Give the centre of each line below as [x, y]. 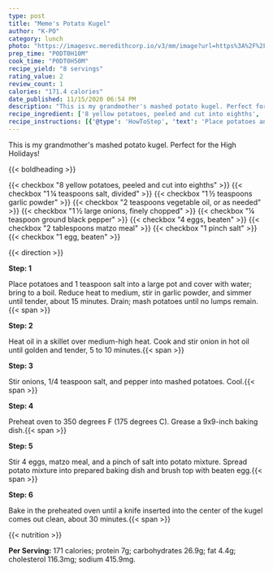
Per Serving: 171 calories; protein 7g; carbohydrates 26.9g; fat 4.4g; [122, 550]
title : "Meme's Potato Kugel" [60, 24]
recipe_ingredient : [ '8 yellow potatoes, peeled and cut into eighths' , [134, 115]
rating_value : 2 [36, 76]
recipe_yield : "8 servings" [56, 69]
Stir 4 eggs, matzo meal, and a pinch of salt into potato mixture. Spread [128, 461]
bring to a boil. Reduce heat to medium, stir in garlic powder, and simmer [130, 292]
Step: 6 [21, 494]
